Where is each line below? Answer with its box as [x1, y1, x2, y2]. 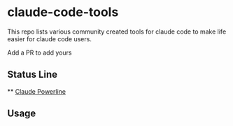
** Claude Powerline [7, 87, 66, 95]
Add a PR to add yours [7, 48, 72, 57]
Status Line [7, 69, 58, 80]
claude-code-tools [7, 4, 119, 20]
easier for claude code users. [7, 34, 92, 43]
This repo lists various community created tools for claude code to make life [7, 27, 227, 36]
